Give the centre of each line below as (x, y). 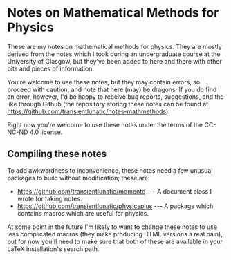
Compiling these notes (57, 154)
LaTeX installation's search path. (53, 249)
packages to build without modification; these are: (78, 178)
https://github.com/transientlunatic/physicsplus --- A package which (115, 206)
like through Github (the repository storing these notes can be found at (108, 104)
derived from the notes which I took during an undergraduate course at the (114, 54)
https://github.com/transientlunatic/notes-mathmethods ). (89, 111)
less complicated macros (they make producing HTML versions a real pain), (115, 234)
